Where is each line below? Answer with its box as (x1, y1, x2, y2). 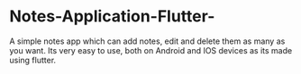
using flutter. (9, 54, 57, 65)
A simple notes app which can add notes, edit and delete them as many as (9, 36, 286, 46)
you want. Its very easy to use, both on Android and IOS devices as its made (9, 45, 293, 55)
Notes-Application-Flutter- (9, 6, 215, 27)
